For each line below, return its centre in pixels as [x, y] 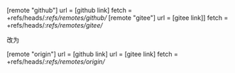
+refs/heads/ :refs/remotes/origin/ [56, 62]
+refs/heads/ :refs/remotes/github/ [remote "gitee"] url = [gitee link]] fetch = [117, 18]
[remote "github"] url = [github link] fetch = [70, 10]
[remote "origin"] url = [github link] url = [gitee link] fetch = [93, 54]
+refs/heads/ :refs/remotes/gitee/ [55, 25]
